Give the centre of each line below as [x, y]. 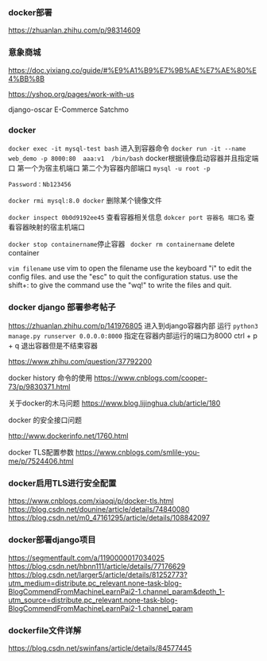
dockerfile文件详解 [45, 630]
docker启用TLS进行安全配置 [62, 483]
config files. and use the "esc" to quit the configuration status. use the [123, 276]
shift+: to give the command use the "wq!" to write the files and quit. [120, 285]
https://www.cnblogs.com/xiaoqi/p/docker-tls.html [91, 501]
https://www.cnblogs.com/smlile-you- [137, 452]
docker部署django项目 [52, 540]
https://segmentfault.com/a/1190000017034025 [87, 558]
